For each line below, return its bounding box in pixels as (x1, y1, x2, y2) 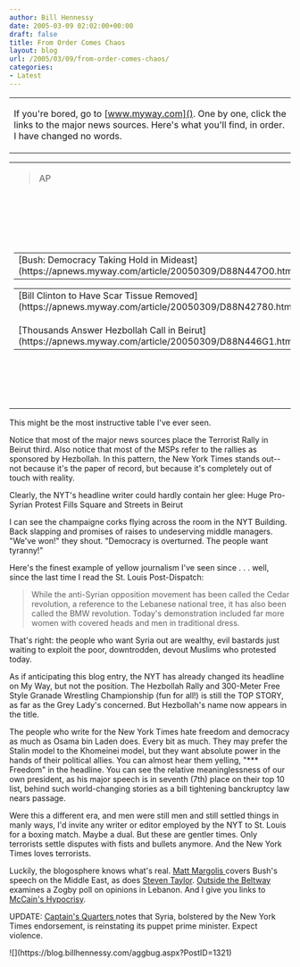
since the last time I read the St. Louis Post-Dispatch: (9, 571, 204, 582)
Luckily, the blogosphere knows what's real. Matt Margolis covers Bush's (9, 865, 279, 876)
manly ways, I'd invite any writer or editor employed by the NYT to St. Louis (9, 819, 287, 830)
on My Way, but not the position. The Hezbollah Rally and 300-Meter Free (9, 680, 280, 691)
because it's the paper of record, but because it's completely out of (23, 463, 272, 473)
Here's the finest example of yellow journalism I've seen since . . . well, (9, 562, 270, 572)
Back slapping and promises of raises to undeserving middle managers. (9, 526, 273, 537)
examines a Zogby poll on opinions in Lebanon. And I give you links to (9, 884, 266, 895)
